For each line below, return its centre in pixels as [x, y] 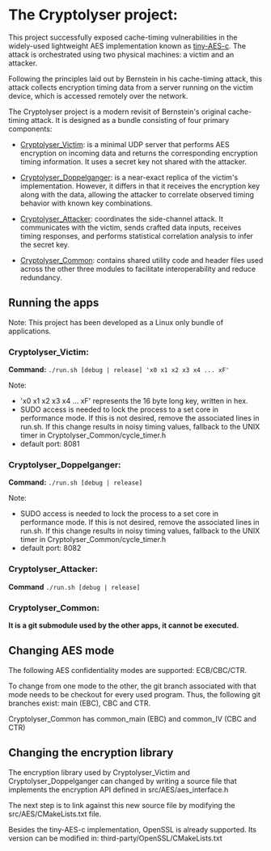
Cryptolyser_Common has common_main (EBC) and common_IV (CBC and [133, 718]
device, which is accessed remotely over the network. [98, 95]
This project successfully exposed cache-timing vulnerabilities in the [123, 37]
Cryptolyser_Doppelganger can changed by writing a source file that [123, 781]
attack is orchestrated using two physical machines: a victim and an [121, 54]
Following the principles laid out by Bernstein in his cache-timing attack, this [135, 78]
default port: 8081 [50, 444]
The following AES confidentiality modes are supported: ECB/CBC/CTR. [128, 670]
